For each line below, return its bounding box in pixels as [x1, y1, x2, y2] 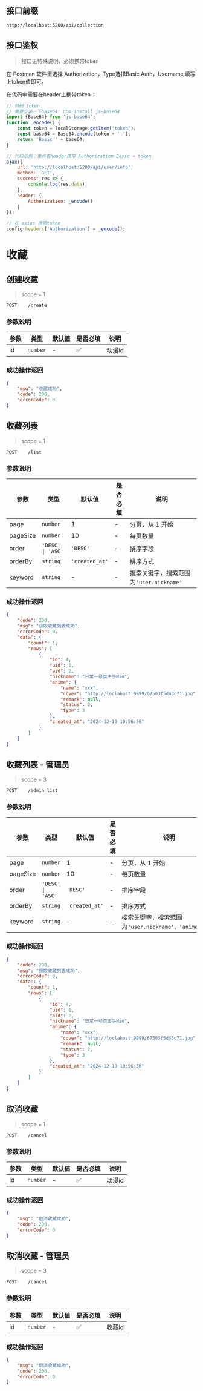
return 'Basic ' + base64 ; [17, 136, 85, 142]
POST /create [6, 302, 47, 308]
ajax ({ [6, 159, 23, 165]
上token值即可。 [6, 78, 47, 85]
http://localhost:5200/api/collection [6, 22, 104, 28]
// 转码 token [6, 102, 40, 109]
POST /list [6, 449, 42, 455]
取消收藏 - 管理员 [6, 1251, 69, 1261]
